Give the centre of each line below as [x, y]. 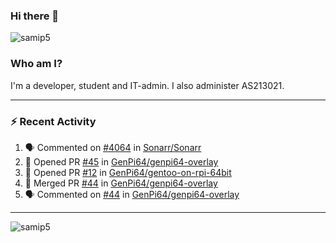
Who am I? [36, 64]
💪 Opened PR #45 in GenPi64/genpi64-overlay [121, 161]
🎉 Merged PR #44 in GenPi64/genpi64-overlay [121, 183]
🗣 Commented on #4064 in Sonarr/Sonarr [113, 147]
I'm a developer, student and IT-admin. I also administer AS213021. [147, 85]
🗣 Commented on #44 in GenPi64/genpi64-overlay [132, 194]
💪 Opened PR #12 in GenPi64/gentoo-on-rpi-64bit [128, 172]
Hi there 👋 [35, 16]
